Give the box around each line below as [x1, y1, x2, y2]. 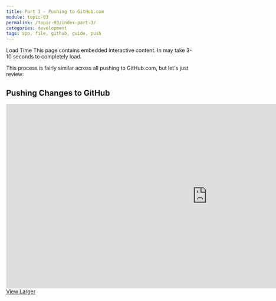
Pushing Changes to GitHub [6, 88, 110, 98]
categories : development [6, 25, 67, 31]
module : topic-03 [6, 14, 49, 20]
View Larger [6, 287, 36, 295]
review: [6, 71, 24, 78]
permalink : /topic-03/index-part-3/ [6, 19, 96, 25]
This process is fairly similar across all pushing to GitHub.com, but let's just [6, 64, 189, 71]
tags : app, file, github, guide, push [6, 31, 101, 37]
